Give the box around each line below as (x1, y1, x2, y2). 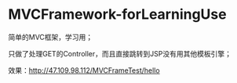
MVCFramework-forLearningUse (8, 5, 227, 23)
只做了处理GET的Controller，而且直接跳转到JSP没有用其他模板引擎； (8, 49, 232, 58)
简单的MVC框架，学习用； (8, 32, 93, 41)
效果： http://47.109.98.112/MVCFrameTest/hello (8, 65, 160, 75)
